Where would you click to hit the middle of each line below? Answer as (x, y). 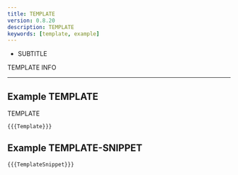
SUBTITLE (32, 54)
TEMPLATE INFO (32, 67)
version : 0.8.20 (31, 21)
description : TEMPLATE (41, 27)
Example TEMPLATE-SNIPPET (75, 148)
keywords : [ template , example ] (53, 34)
